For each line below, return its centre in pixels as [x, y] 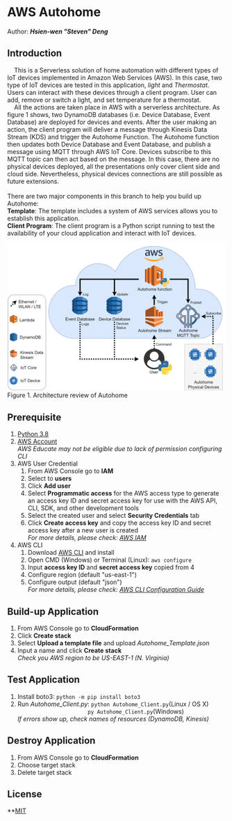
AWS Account [37, 442]
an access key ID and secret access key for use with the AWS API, [122, 501]
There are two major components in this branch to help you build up [104, 196]
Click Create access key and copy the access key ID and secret [119, 523]
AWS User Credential [48, 463]
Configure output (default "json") [75, 582]
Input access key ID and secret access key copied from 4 [111, 567]
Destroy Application [51, 741]
